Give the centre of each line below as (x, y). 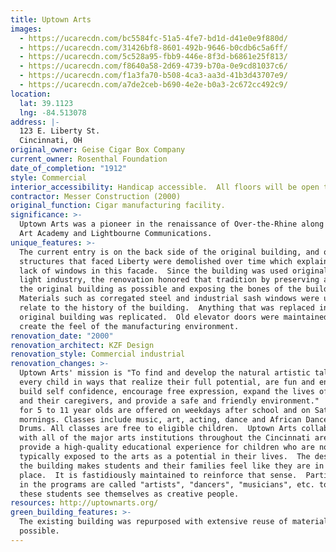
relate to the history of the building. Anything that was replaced (167, 308)
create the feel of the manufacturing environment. (129, 326)
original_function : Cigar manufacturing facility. (118, 206)
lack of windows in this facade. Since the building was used (153, 271)
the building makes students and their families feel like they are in (172, 466)
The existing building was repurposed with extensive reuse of (153, 522)
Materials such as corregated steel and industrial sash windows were (169, 299)
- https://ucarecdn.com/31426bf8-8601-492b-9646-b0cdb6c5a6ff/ (153, 47)
